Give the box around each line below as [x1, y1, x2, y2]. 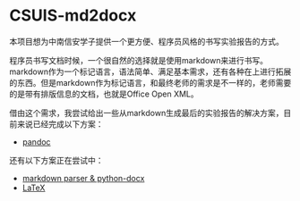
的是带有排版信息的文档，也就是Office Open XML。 [9, 88, 199, 99]
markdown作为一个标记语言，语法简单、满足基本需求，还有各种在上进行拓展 [9, 66, 292, 77]
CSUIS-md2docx [9, 5, 137, 26]
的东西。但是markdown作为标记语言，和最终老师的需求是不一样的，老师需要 [9, 77, 292, 88]
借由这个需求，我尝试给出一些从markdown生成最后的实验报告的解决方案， [9, 107, 284, 118]
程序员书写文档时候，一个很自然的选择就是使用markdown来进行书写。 [9, 54, 269, 65]
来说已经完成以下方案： [16, 118, 104, 130]
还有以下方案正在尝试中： [9, 155, 104, 165]
